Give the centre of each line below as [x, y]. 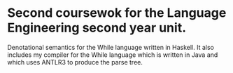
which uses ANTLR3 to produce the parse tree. [75, 62]
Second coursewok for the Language [117, 13]
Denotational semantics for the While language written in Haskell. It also [111, 47]
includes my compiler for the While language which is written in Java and [113, 55]
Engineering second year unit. [97, 28]
